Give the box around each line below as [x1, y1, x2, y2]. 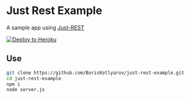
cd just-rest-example [6, 75, 62, 81]
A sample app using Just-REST [6, 24, 84, 31]
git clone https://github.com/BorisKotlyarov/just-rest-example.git [6, 70, 185, 76]
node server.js [6, 87, 45, 93]
